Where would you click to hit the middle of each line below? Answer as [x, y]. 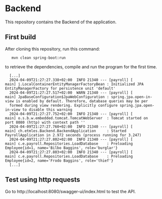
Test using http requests [43, 180]
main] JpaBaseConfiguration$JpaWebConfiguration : [57, 97]
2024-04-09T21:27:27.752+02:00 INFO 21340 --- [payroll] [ [71, 114]
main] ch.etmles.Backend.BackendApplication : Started [66, 131]
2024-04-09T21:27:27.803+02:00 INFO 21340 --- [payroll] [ [71, 152]
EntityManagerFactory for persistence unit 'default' [60, 88]
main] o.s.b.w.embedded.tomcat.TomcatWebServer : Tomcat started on [77, 118]
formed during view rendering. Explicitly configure [64, 105]
